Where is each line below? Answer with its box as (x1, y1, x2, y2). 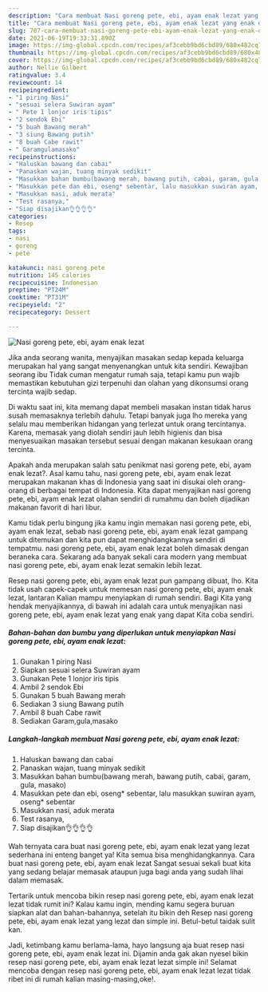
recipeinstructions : (8, 153, 77, 161)
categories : (8, 212, 48, 220)
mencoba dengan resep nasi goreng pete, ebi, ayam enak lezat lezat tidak (8, 966, 251, 975)
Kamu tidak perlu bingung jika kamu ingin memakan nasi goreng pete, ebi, (8, 518, 252, 527)
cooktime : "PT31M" (8, 293, 69, 302)
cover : (8, 57, 30, 65)
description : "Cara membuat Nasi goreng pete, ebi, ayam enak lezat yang (8, 11, 259, 20)
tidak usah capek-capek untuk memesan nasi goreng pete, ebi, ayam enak (8, 584, 254, 593)
